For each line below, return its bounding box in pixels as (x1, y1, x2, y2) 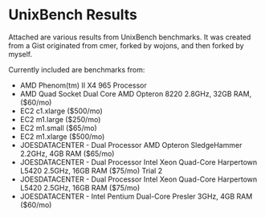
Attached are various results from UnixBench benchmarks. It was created (8, 32, 251, 42)
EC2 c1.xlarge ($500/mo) (19, 106, 103, 116)
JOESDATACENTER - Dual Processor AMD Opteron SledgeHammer (19, 140, 243, 149)
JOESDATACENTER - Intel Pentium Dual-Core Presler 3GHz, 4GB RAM (19, 191, 253, 201)
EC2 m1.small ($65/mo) (19, 123, 98, 133)
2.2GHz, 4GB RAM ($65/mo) (19, 149, 115, 158)
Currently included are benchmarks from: (8, 64, 145, 74)
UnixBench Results (8, 6, 138, 24)
